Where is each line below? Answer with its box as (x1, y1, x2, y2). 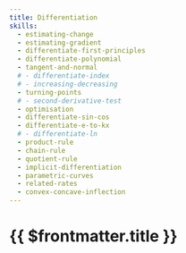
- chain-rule (17, 146, 66, 155)
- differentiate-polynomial (17, 55, 123, 63)
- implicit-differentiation (17, 163, 123, 172)
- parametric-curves (17, 171, 94, 180)
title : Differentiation (9, 13, 98, 22)
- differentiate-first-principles (17, 46, 146, 55)
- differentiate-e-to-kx (17, 122, 110, 131)
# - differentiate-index (17, 72, 110, 80)
